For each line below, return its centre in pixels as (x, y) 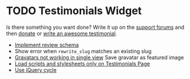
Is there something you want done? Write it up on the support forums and (95, 27)
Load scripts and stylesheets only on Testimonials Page (82, 64)
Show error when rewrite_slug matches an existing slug (83, 51)
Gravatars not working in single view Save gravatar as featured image (99, 57)
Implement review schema (47, 45)
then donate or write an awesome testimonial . (62, 33)
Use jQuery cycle (36, 70)
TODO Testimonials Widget (74, 11)
